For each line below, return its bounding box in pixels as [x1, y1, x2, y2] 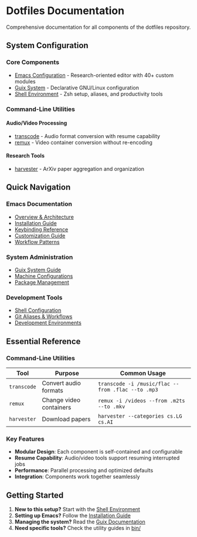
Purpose [55, 369, 79, 377]
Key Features [6, 435, 45, 443]
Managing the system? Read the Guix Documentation [14, 518, 145, 525]
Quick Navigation [6, 182, 71, 192]
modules [14, 78, 36, 85]
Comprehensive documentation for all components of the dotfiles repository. [6, 24, 191, 31]
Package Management [14, 278, 69, 286]
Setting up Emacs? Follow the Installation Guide [14, 512, 131, 519]
